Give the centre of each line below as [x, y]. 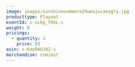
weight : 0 [18, 28]
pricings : [18, 33]
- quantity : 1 [28, 38]
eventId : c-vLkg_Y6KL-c [35, 22]
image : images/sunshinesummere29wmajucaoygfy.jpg [68, 11]
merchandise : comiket [32, 55]
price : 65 [29, 44]
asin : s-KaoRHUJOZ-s [31, 50]
